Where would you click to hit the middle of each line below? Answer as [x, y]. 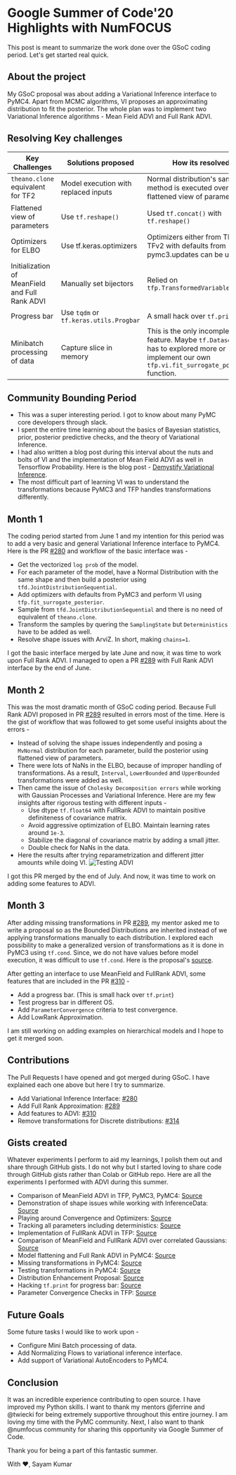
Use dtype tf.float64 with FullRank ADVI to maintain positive [117, 810]
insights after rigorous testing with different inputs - [92, 803]
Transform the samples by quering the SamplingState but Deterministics [123, 624]
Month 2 [26, 690]
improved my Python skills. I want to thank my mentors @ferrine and [106, 1407]
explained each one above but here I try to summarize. [86, 1085]
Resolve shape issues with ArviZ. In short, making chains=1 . [104, 639]
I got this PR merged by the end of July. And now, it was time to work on [112, 876]
